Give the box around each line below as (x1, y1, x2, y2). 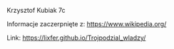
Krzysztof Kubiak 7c (6, 6, 66, 14)
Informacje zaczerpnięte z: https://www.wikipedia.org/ (6, 20, 167, 28)
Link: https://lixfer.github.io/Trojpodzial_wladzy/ (6, 33, 146, 42)
